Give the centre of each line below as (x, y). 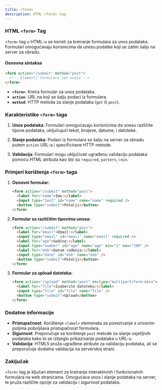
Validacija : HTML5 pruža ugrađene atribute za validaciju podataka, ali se (84, 344)
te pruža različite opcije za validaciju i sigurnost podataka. (63, 382)
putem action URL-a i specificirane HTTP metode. (62, 145)
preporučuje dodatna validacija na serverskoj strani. (64, 349)
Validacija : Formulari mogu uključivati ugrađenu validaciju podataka (80, 154)
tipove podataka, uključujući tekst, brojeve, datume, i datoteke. (74, 130)
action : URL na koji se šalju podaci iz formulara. (59, 97)
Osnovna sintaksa (23, 63)
